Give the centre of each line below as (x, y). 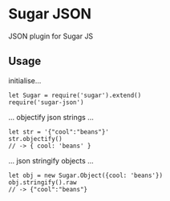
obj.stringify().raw (43, 182)
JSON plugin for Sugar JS (51, 36)
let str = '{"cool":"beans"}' (59, 132)
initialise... (25, 80)
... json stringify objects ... (51, 160)
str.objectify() (35, 139)
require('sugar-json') (46, 102)
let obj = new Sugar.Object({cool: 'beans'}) (85, 175)
